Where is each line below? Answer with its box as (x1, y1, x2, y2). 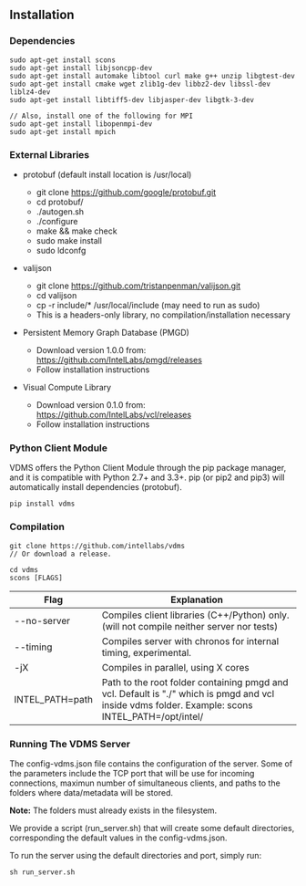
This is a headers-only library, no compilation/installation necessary (36, 309, 291, 320)
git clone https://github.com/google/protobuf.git (36, 186, 217, 197)
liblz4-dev (9, 87, 51, 97)
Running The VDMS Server (9, 737, 131, 750)
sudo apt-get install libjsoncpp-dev (9, 63, 153, 72)
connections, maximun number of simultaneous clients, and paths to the (9, 777, 280, 788)
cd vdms (9, 565, 39, 574)
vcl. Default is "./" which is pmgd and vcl (101, 687, 275, 700)
